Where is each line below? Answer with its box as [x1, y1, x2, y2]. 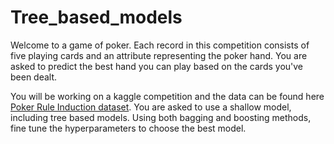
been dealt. [10, 71, 58, 83]
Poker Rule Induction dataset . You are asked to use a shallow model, [10, 101, 292, 113]
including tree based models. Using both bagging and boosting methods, [10, 111, 312, 123]
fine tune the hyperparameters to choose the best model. [10, 122, 247, 134]
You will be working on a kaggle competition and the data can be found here [10, 90, 325, 102]
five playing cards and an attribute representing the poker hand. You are [10, 49, 308, 61]
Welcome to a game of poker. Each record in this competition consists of [10, 39, 310, 51]
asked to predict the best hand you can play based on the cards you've [10, 60, 304, 72]
